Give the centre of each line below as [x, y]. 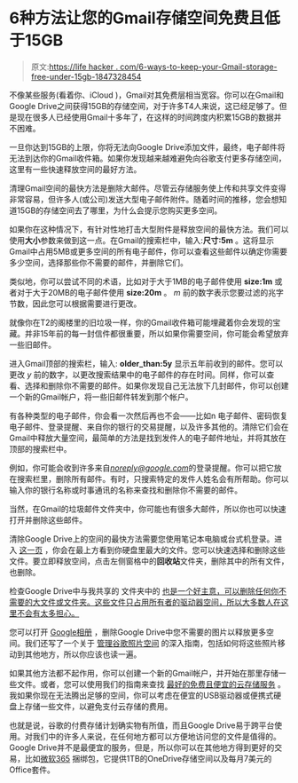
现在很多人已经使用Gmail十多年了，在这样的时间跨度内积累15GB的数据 [145, 117]
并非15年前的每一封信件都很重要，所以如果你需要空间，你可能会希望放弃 [157, 333]
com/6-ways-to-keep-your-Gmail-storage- [198, 67]
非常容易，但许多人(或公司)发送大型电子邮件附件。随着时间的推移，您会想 [144, 199]
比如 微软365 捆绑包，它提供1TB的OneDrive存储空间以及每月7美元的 [148, 758]
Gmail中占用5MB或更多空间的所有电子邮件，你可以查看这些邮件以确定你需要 [149, 251]
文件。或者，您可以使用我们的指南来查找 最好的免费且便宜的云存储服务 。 [151, 684]
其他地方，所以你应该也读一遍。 [83, 654]
